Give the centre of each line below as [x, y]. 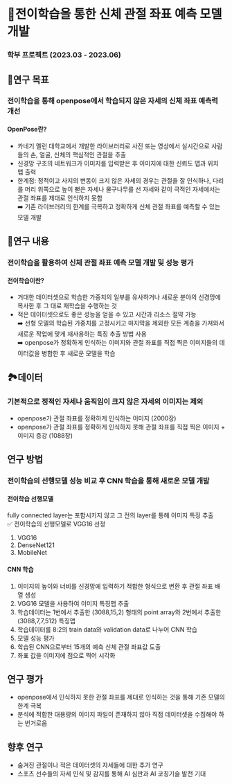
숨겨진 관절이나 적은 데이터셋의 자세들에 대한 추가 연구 [90, 765]
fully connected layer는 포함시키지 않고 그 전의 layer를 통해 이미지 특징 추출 [110, 515]
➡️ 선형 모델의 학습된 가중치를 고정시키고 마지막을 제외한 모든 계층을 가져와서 [121, 323]
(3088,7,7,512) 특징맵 [46, 621]
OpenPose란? [27, 130]
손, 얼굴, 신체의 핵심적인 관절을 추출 [78, 154]
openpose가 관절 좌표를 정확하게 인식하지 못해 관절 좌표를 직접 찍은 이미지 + [121, 427]
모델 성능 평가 [36, 638]
